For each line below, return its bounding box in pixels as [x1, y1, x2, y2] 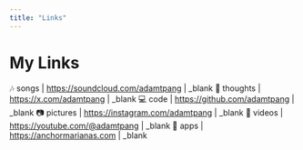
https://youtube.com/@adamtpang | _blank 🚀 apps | [9, 120, 204, 131]
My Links [9, 52, 80, 73]
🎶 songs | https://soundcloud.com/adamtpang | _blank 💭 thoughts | [9, 83, 261, 94]
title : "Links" [9, 13, 67, 23]
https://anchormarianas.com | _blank [9, 129, 147, 141]
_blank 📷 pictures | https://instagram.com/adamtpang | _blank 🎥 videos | [9, 106, 284, 118]
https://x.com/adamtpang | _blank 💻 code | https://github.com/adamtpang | [9, 93, 295, 105]
